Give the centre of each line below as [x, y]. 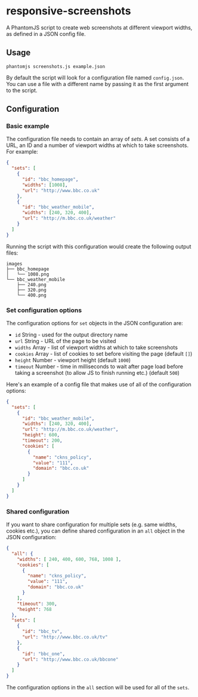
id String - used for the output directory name [71, 334]
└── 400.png [32, 295]
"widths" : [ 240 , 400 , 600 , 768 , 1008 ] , [69, 559]
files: [12, 253]
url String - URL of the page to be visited [65, 341]
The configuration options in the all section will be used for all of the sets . [98, 687]
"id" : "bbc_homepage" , [50, 180]
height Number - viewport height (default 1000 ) [73, 360]
